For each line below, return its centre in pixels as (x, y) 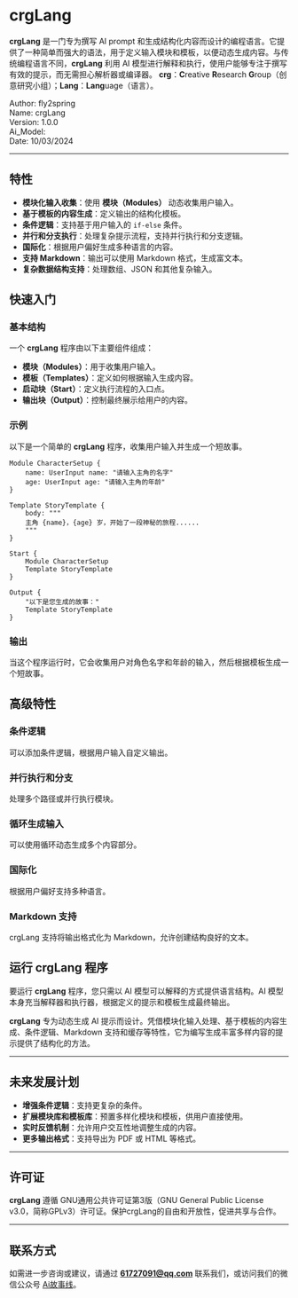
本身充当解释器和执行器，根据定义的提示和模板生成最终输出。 (122, 1002)
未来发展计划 (44, 1082)
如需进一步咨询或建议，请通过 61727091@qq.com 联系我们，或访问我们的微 (149, 1273)
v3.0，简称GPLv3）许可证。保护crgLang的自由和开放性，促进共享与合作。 (145, 1211)
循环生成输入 (37, 823)
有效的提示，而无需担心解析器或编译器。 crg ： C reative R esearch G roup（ (144, 74)
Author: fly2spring (43, 103)
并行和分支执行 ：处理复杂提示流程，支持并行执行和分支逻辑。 (135, 235)
